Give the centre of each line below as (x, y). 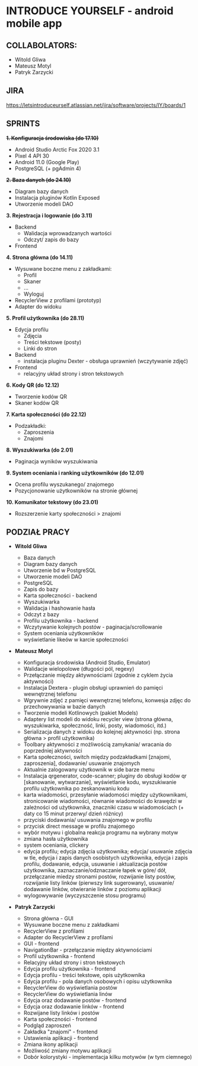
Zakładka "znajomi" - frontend (60, 1032)
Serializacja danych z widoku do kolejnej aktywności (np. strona (102, 732)
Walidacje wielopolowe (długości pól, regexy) (79, 669)
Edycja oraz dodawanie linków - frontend (74, 1007)
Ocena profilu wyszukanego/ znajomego (64, 484)
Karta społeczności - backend (60, 596)
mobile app (34, 23)
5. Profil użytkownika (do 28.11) (45, 318)
